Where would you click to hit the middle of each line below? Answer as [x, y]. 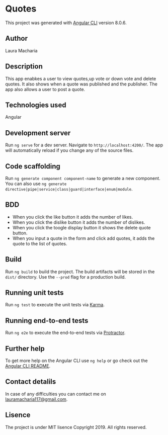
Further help [25, 348]
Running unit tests [34, 293]
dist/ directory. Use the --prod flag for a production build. [65, 277]
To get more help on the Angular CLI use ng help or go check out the [76, 361]
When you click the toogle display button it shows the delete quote [81, 227]
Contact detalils [31, 382]
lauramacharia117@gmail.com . [36, 399]
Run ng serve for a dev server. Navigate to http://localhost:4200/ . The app [84, 145]
